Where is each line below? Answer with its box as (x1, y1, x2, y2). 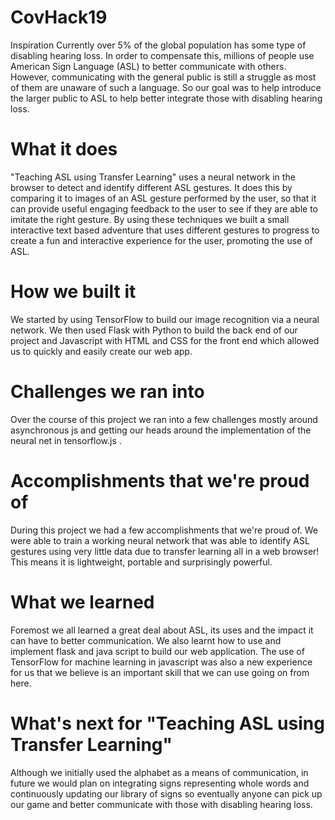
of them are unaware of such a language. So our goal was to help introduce (10, 81, 322, 93)
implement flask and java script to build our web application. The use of (10, 645, 305, 657)
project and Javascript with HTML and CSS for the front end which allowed (10, 334, 320, 346)
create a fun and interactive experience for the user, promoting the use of (10, 234, 313, 246)
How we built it (10, 281, 137, 303)
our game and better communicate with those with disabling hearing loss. (10, 798, 313, 810)
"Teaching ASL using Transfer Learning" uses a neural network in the (10, 171, 296, 183)
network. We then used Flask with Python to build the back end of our (10, 324, 298, 336)
